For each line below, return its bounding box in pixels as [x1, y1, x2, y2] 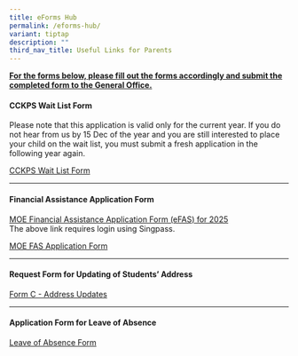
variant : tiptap [9, 29, 69, 38]
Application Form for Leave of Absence [9, 317, 157, 328]
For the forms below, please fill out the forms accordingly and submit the [9, 70, 283, 81]
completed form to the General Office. [9, 80, 153, 91]
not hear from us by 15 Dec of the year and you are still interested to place [9, 130, 280, 140]
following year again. [9, 148, 86, 159]
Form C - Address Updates [9, 289, 108, 299]
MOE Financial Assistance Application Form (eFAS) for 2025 [9, 214, 229, 225]
